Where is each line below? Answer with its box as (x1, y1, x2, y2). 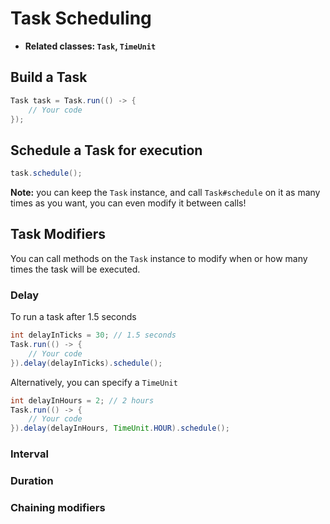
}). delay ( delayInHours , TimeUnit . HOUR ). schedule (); (10, 423, 230, 434)
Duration (10, 474, 54, 488)
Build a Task (10, 69, 88, 86)
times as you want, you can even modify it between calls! (10, 197, 247, 209)
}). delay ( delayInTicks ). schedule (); (10, 358, 163, 368)
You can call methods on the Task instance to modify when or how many (10, 252, 308, 264)
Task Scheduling (10, 7, 152, 30)
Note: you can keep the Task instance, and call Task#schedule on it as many (10, 187, 321, 199)
